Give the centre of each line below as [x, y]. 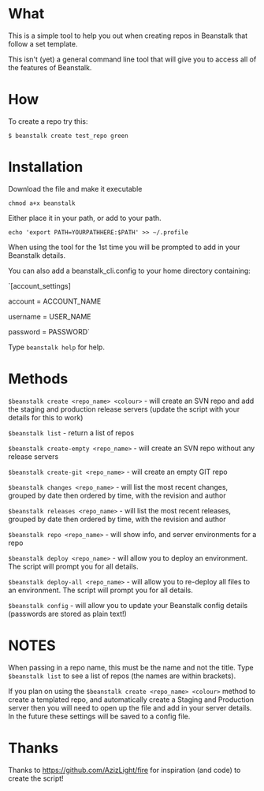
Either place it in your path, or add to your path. [85, 218]
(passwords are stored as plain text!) [68, 614]
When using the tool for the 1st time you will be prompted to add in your [124, 247]
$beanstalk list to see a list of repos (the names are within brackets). [122, 676]
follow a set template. [43, 43]
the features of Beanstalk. [50, 67]
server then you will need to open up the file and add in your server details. [130, 707]
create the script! [36, 778]
